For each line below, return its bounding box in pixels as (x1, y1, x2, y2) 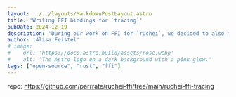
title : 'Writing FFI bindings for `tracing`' (7, 17, 143, 24)
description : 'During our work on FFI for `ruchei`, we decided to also (7, 30, 225, 37)
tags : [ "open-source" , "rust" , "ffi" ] (7, 63, 121, 70)
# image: (7, 43, 33, 50)
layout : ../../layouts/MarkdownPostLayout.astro (7, 10, 152, 18)
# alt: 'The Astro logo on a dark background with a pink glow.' (7, 56, 212, 63)
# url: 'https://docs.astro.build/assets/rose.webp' (7, 50, 174, 57)
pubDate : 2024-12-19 (7, 23, 68, 30)
